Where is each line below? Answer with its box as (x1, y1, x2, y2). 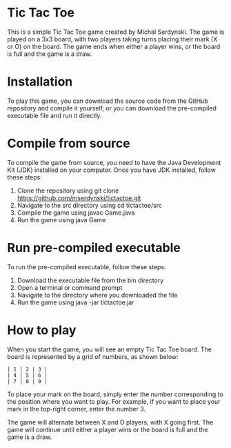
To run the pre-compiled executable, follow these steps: (7, 262, 167, 271)
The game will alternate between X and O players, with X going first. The (7, 418, 214, 426)
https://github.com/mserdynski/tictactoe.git (17, 193, 141, 202)
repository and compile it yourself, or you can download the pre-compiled (7, 104, 217, 112)
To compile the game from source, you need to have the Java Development (7, 158, 221, 166)
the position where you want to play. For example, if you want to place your (7, 397, 221, 405)
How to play (7, 322, 77, 338)
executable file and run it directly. (7, 111, 102, 119)
